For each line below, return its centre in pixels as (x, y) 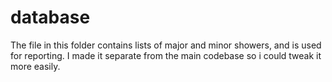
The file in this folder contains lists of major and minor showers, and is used (166, 45)
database (50, 17)
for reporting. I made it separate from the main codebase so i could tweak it (166, 55)
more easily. (35, 66)
